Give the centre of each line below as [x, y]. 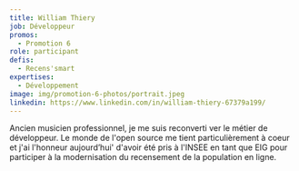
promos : [24, 35]
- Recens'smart [46, 69]
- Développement [48, 85]
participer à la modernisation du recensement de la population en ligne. [143, 157]
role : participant [44, 52]
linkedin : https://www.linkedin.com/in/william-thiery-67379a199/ [138, 102]
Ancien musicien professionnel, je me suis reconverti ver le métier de [139, 128]
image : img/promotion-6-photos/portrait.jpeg [97, 94]
